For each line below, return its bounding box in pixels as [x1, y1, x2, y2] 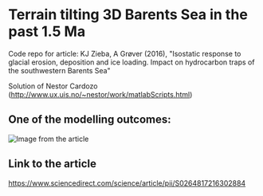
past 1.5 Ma [8, 22, 86, 41]
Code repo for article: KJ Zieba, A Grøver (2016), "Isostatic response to [8, 49, 241, 58]
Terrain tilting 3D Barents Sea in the [8, 6, 249, 24]
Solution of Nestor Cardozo [8, 81, 98, 91]
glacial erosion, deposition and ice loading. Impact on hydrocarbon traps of [8, 57, 255, 67]
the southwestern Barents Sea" [8, 65, 111, 75]
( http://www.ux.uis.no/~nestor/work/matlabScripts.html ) [8, 89, 193, 99]
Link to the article [8, 157, 97, 171]
